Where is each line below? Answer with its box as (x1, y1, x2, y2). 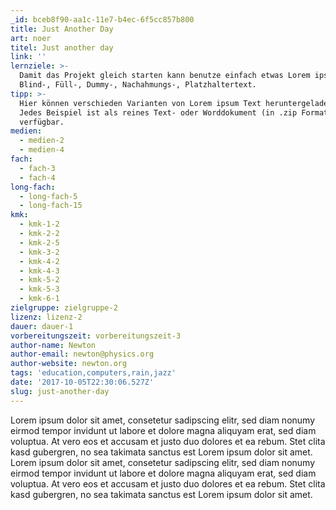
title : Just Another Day (10, 24, 114, 34)
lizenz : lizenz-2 (10, 312, 83, 322)
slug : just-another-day (10, 386, 110, 396)
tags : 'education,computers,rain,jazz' (10, 368, 177, 378)
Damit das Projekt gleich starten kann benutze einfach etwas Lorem (19, 71, 311, 81)
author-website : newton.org (10, 359, 128, 369)
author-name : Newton (10, 340, 97, 350)
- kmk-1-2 (19, 219, 60, 230)
